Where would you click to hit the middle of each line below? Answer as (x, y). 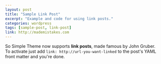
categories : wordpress (28, 23)
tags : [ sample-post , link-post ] (38, 28)
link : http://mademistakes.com (37, 32)
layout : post (18, 10)
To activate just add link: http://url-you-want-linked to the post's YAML (81, 51)
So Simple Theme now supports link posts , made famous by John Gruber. (80, 46)
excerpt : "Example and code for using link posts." (59, 19)
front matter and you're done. (35, 56)
